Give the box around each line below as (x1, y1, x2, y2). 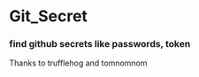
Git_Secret (9, 6, 88, 27)
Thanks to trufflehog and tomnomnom (9, 58, 148, 68)
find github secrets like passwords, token (9, 38, 191, 50)
